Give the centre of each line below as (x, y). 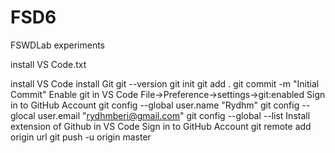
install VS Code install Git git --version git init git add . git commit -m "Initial (165, 83)
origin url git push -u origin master (81, 137)
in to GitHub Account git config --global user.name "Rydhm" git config (155, 105)
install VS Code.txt (48, 64)
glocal (23, 115)
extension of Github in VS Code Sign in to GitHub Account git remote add (161, 126)
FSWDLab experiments (57, 45)
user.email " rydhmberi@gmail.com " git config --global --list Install (174, 115)
